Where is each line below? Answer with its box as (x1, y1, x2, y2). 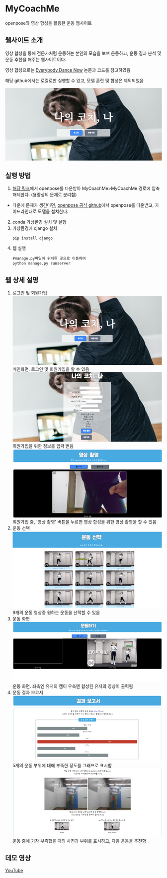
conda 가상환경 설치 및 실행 (12, 219, 67, 225)
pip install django (12, 236, 53, 241)
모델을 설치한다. (38, 208, 69, 214)
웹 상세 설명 (5, 275, 39, 284)
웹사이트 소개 (5, 36, 43, 45)
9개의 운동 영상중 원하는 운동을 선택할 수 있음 (12, 610, 100, 615)
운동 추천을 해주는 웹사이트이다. (5, 56, 67, 62)
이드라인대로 (12, 208, 37, 214)
